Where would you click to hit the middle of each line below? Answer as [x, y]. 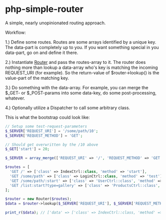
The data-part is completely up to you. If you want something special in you [82, 47]
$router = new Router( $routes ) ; [38, 199]
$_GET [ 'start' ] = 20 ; [27, 149]
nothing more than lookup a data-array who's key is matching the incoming [82, 67]
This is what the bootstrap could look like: [47, 117]
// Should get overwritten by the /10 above [52, 145]
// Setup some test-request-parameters [46, 126]
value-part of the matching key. [37, 78]
